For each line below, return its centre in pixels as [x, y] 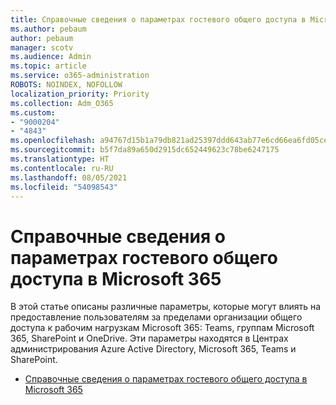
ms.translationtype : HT [60, 159]
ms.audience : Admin [51, 57]
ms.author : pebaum [48, 29]
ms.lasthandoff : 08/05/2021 [69, 177]
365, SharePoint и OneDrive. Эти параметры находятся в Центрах [149, 338]
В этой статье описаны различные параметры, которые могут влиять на [166, 307]
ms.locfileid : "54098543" [64, 187]
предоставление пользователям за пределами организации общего [156, 317]
